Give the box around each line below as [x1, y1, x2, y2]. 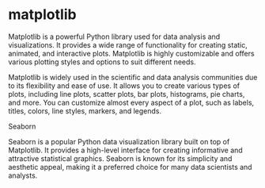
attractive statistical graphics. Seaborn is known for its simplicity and [8, 153, 233, 163]
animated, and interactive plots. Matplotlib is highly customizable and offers [8, 48, 255, 58]
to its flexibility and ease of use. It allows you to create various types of [8, 81, 240, 90]
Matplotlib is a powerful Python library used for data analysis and [8, 32, 221, 41]
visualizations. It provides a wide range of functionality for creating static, [8, 40, 248, 49]
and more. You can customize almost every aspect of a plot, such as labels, [8, 98, 255, 107]
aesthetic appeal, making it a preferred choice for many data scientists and [8, 162, 252, 171]
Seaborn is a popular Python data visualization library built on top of [8, 136, 230, 146]
